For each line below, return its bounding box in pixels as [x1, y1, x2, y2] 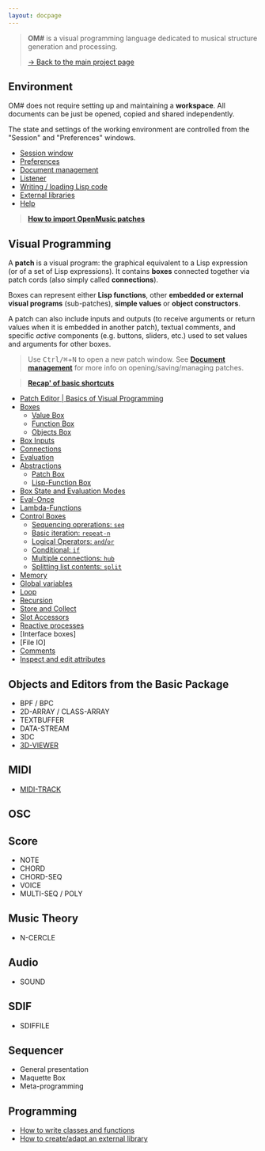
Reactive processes [19, 621, 85, 630]
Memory [19, 571, 47, 580]
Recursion [19, 595, 53, 606]
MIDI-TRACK [19, 784, 62, 794]
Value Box [31, 411, 65, 420]
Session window [19, 148, 74, 158]
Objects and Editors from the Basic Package [8, 678, 229, 691]
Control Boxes [19, 511, 66, 521]
